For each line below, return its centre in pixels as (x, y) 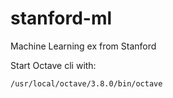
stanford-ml (61, 18)
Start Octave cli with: (53, 65)
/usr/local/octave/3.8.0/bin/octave (86, 83)
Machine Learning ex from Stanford (83, 46)
